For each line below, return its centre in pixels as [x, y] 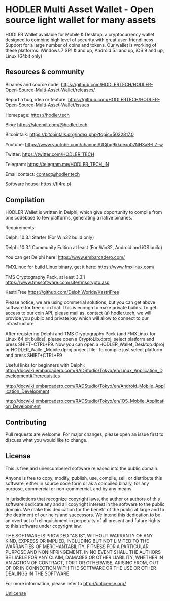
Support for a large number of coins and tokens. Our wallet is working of [81, 45]
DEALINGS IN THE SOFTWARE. [38, 573]
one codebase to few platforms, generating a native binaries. [69, 217]
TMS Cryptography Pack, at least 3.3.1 [45, 277]
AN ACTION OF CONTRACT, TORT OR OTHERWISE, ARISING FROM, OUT [82, 563]
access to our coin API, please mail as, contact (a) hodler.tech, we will [78, 313]
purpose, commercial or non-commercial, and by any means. [69, 489]
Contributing [26, 422]
